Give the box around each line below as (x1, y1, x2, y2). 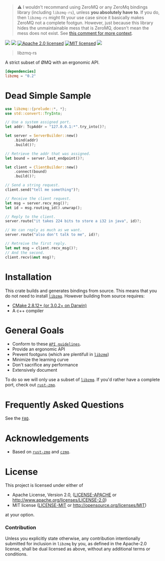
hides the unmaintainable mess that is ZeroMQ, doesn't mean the (17, 25, 149, 31)
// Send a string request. (5, 183, 60, 188)
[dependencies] (5, 69, 36, 74)
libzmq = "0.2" (5, 73, 36, 78)
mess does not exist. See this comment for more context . (17, 30, 133, 36)
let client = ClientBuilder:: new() (5, 165, 78, 170)
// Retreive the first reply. (5, 241, 67, 246)
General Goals (5, 325, 64, 336)
